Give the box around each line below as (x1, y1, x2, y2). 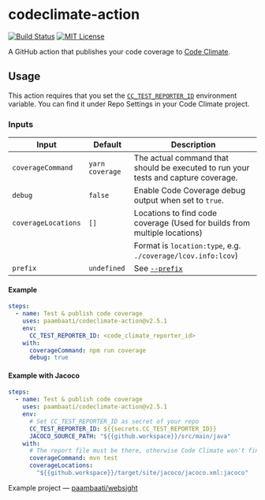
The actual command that (133, 152, 229, 163)
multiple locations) (133, 227, 203, 238)
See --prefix (133, 263, 183, 274)
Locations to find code (133, 207, 218, 218)
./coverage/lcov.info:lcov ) (133, 250, 238, 261)
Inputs (8, 118, 34, 129)
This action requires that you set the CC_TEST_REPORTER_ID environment (8, 91, 237, 100)
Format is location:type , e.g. (133, 241, 241, 252)
